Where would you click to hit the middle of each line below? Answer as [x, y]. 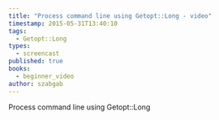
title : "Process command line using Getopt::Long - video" [110, 16]
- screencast [38, 54]
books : [19, 69]
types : [19, 46]
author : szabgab [36, 84]
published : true [36, 62]
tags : [17, 31]
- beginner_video [45, 76]
